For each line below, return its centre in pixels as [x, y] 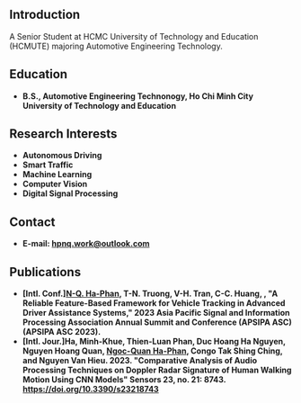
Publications [45, 272]
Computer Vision [55, 184]
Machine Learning [57, 175]
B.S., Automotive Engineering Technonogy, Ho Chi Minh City [138, 96]
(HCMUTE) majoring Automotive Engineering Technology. [116, 46]
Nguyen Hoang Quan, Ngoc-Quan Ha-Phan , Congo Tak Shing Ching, [152, 351]
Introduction [45, 15]
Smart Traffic [48, 165]
